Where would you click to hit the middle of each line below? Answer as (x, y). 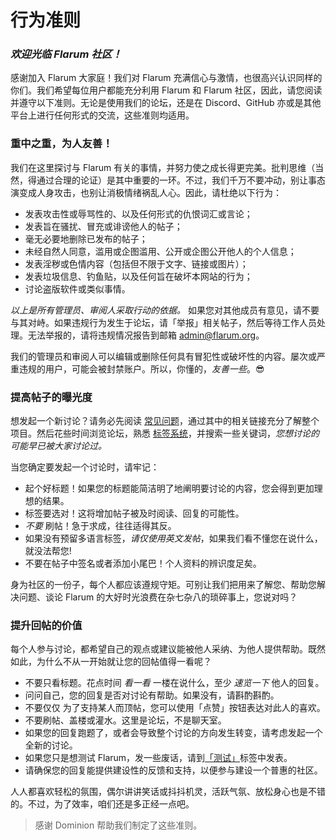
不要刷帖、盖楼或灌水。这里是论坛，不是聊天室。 (125, 720)
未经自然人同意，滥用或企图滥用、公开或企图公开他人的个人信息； (160, 251)
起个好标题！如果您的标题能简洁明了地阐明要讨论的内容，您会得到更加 (169, 488)
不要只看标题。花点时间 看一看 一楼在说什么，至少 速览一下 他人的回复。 (174, 683)
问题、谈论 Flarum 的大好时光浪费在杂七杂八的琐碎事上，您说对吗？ (158, 597)
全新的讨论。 (51, 745)
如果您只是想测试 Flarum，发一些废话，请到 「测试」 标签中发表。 (158, 758)
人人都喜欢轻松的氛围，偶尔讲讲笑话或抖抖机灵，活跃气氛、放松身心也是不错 (168, 792)
